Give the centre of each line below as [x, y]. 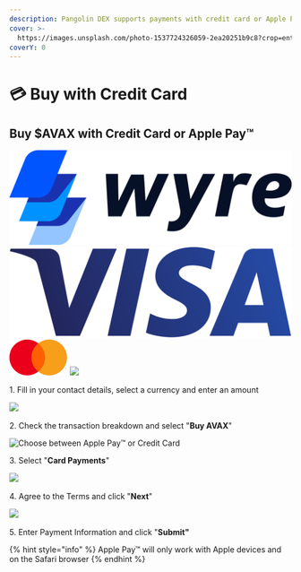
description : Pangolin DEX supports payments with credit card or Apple [148, 19]
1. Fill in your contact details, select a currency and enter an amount [134, 390]
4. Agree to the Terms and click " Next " [81, 497]
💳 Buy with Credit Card [99, 95]
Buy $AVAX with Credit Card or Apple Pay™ [132, 133]
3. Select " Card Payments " [60, 461]
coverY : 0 [28, 48]
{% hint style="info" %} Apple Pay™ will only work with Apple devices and [146, 550]
